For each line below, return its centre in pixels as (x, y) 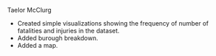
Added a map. (37, 45)
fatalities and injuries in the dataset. (68, 31)
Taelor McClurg (30, 10)
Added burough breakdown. (58, 38)
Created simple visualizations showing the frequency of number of (113, 23)
